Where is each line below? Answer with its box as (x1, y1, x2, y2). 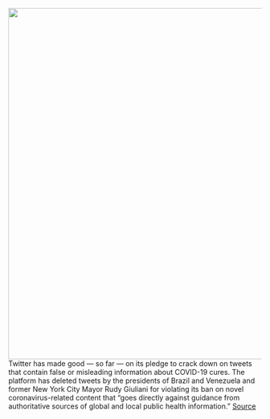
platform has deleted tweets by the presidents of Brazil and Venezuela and (8, 376, 256, 385)
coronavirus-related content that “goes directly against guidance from (8, 393, 240, 402)
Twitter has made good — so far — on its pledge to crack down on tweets (8, 359, 252, 368)
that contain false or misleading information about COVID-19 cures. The (8, 368, 245, 376)
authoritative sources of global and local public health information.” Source (8, 401, 256, 411)
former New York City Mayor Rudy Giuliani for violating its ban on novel (8, 384, 244, 393)
